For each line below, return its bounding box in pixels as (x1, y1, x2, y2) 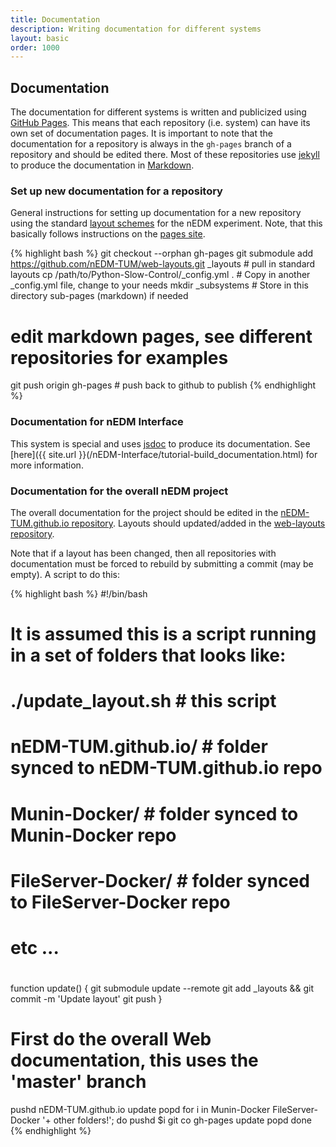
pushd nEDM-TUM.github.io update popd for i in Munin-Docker (10, 1104, 271, 1116)
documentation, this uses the (10, 1049, 259, 1072)
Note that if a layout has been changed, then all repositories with (10, 547, 277, 559)
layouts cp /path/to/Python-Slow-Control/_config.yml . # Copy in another (10, 269, 311, 281)
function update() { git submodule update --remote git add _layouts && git (10, 982, 314, 995)
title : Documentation (10, 14, 101, 25)
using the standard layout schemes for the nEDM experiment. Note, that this (10, 217, 323, 230)
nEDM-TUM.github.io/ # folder (10, 736, 268, 758)
